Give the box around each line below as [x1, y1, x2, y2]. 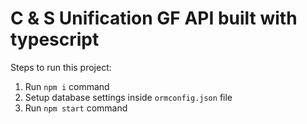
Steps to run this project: [10, 61, 112, 73]
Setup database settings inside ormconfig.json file [24, 91, 233, 103]
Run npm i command [24, 80, 110, 92]
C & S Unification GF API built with [10, 7, 298, 30]
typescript [10, 28, 100, 51]
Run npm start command [24, 102, 128, 114]
